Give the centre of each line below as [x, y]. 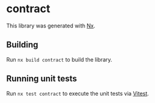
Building [22, 45]
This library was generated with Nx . [51, 26]
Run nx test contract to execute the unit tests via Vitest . [77, 93]
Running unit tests [42, 79]
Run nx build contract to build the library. [59, 59]
